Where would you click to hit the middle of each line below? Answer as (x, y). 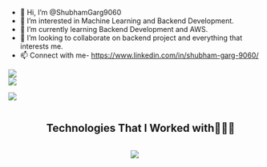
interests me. (41, 46)
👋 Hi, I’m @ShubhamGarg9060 (71, 12)
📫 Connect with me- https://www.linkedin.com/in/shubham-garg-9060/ (139, 55)
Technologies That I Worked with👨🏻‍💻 (141, 128)
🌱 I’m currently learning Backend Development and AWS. (114, 29)
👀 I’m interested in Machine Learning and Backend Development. (127, 21)
